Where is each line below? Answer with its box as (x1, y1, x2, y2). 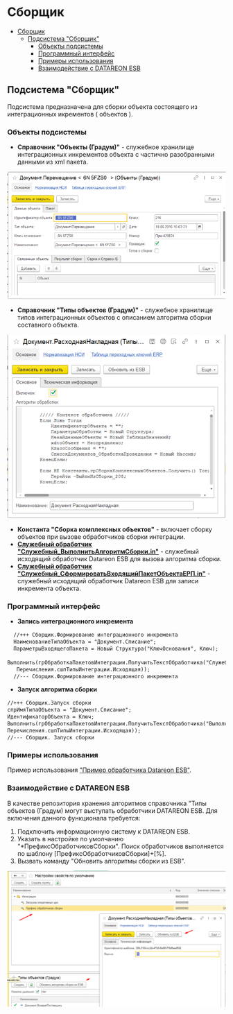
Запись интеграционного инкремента (17, 617, 134, 626)
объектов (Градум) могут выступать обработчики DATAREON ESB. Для (7, 806, 218, 815)
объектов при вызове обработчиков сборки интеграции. (17, 532, 186, 541)
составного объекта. (17, 320, 80, 329)
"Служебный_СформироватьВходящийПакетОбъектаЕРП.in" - (17, 569, 211, 578)
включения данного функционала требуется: (7, 814, 141, 822)
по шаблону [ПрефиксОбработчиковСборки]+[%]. (17, 849, 166, 857)
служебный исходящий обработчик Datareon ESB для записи (17, 576, 199, 585)
